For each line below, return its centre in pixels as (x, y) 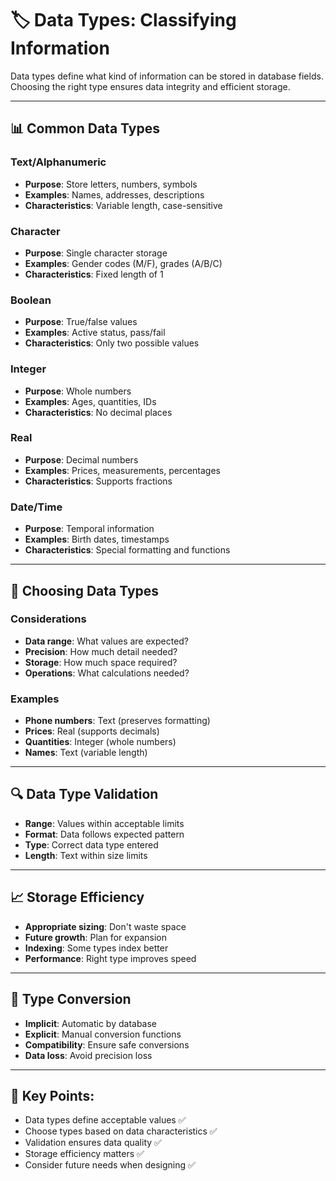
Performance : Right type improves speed (110, 958)
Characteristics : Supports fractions (98, 481)
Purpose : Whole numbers (78, 391)
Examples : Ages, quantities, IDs (90, 401)
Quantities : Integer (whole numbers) (100, 742)
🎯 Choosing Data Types (85, 590)
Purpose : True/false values (81, 322)
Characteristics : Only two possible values (112, 343)
